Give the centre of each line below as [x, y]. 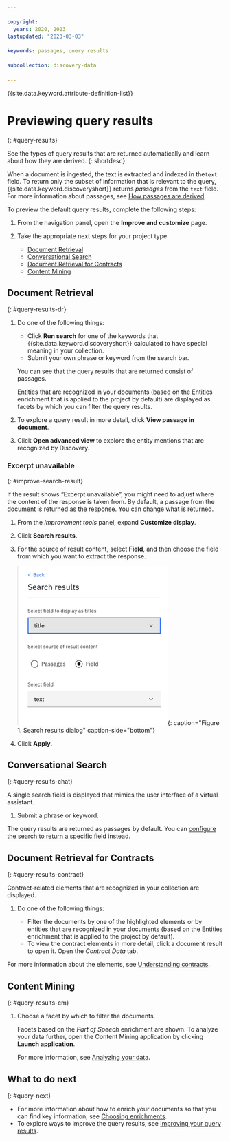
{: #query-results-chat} [40, 782]
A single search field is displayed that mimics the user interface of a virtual [113, 795]
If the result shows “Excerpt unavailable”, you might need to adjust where [111, 494]
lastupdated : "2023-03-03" [46, 36]
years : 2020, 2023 [40, 29]
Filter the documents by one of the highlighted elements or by [115, 922]
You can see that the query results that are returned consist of [105, 371]
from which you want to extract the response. [81, 556]
